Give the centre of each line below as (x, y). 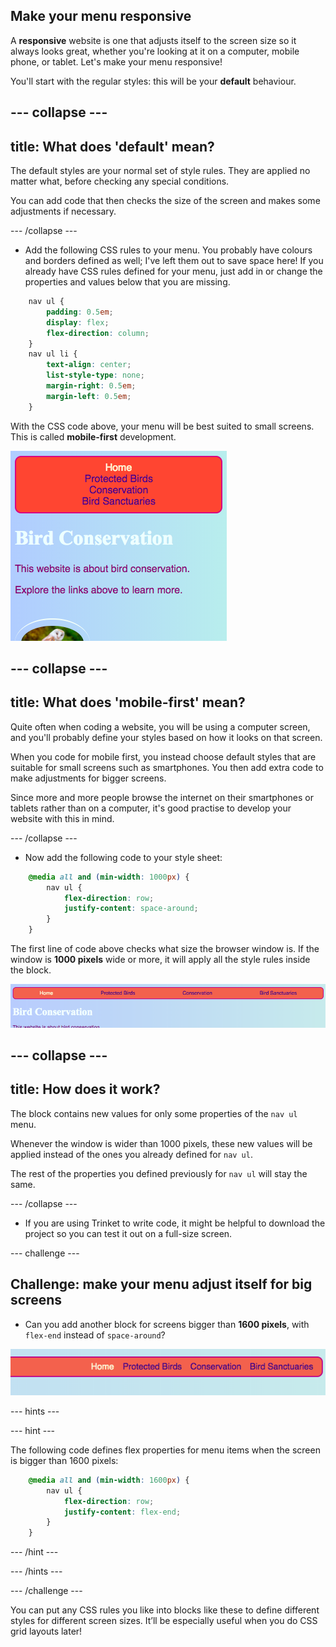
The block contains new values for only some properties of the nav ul (154, 1113)
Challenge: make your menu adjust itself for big (161, 1284)
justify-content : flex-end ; (122, 1512)
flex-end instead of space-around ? (95, 1335)
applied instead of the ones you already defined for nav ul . (131, 1154)
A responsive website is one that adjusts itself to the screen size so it (153, 40)
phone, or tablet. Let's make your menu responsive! (116, 61)
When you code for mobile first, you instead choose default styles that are (163, 756)
